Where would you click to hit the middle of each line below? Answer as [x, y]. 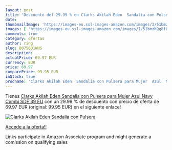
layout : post [19, 10]
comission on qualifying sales [37, 142]
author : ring [19, 44]
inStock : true [20, 77]
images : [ [16, 29]
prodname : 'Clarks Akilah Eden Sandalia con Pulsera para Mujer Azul [83, 81]
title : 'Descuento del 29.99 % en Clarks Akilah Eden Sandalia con [80, 15]
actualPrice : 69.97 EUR [31, 58]
